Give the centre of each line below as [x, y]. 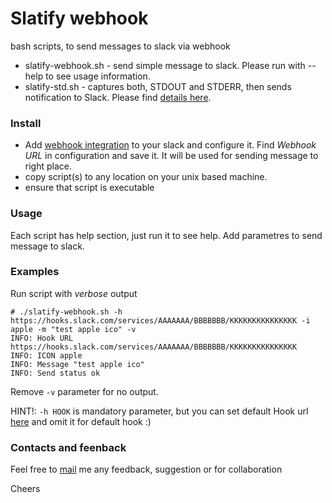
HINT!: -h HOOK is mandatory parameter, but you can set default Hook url [159, 411]
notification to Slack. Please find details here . [118, 97]
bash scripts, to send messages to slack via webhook [120, 46]
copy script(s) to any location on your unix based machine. [146, 177]
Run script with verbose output [74, 293]
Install [26, 123]
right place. [48, 166]
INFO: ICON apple [46, 355]
